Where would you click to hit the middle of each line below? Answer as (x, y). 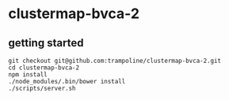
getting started (46, 43)
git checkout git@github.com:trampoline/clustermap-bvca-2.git (115, 61)
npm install (28, 75)
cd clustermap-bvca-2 (44, 68)
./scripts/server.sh (42, 88)
